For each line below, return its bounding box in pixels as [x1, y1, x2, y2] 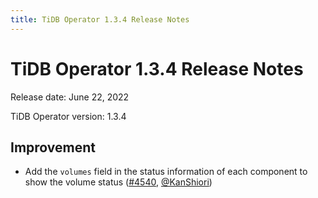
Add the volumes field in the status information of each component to [24, 166, 308, 178]
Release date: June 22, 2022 [10, 91, 130, 103]
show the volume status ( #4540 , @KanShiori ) [24, 176, 213, 188]
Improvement [10, 139, 96, 156]
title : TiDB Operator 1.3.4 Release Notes [10, 14, 190, 25]
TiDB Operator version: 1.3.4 [10, 110, 127, 122]
